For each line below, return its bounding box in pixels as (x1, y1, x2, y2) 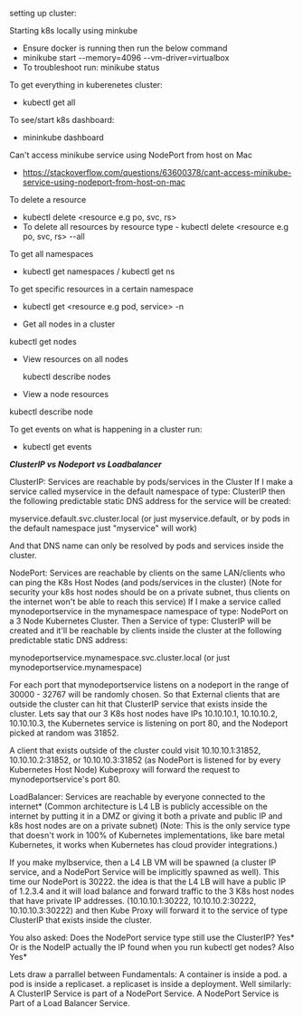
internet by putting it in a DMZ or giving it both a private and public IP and (9, 811, 283, 821)
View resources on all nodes (22, 354, 128, 365)
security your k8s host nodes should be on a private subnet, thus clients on (9, 587, 290, 597)
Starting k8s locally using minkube (9, 25, 138, 35)
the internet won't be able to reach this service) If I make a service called (9, 596, 281, 607)
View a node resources (22, 389, 109, 399)
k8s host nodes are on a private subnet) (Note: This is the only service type (9, 821, 291, 831)
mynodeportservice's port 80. (9, 774, 121, 784)
